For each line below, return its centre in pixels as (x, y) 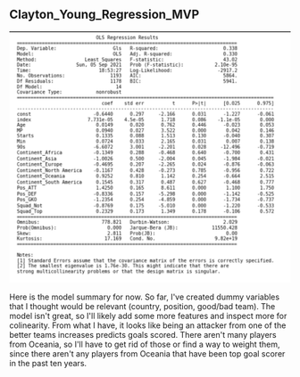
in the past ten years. (48, 364)
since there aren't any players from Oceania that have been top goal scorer (147, 354)
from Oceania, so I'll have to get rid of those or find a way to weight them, (145, 344)
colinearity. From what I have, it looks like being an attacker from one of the (148, 325)
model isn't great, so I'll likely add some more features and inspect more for (148, 316)
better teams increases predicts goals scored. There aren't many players (143, 335)
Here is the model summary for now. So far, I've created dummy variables (144, 297)
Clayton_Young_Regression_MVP (104, 15)
